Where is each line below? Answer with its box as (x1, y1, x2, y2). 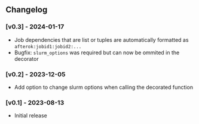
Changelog (5, 5, 48, 15)
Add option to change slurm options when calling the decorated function (14, 83, 194, 91)
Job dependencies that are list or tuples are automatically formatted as (14, 36, 189, 44)
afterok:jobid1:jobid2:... (14, 44, 82, 49)
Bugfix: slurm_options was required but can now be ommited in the (14, 49, 180, 56)
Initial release (14, 112, 47, 119)
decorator (14, 55, 39, 62)
